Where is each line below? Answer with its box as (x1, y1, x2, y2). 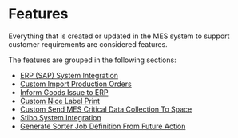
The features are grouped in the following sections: (8, 55, 177, 65)
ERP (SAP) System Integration (19, 70, 118, 80)
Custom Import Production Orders (19, 79, 132, 89)
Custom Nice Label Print (19, 96, 101, 105)
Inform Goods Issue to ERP (19, 87, 109, 97)
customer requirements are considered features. (8, 39, 168, 49)
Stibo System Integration (19, 112, 101, 122)
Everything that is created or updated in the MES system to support (8, 31, 230, 41)
